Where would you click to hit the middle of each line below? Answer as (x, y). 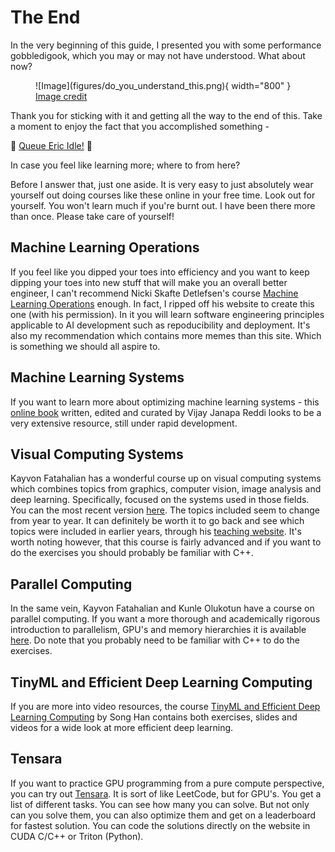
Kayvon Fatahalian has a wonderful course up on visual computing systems (166, 478)
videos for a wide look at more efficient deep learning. (122, 727)
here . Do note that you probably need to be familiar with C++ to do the (155, 640)
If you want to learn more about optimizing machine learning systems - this (165, 402)
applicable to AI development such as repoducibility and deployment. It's (160, 325)
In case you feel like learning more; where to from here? (125, 165)
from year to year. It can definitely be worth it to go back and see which (157, 521)
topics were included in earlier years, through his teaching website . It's (156, 532)
